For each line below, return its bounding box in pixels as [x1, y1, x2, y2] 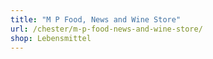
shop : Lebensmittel [10, 33, 92, 43]
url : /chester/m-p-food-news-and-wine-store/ [10, 24, 203, 34]
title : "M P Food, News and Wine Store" [10, 14, 182, 25]
